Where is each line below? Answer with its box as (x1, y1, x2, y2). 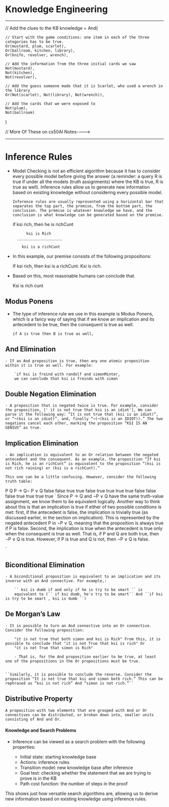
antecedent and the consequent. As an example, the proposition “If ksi (5, 457, 161, 462)
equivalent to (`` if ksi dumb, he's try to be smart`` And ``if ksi (14, 592, 163, 597)
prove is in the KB (20, 775, 57, 781)
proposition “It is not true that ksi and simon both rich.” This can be (5, 676, 163, 681)
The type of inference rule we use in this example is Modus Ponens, (12, 310, 153, 317)
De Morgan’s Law (5, 610, 60, 618)
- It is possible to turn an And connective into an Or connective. (5, 623, 152, 628)
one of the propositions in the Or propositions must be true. (5, 658, 141, 663)
